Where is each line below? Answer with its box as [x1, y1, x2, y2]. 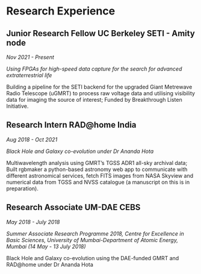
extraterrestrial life [6, 72, 52, 79]
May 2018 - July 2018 [6, 218, 60, 225]
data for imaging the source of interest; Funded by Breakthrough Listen [6, 96, 182, 103]
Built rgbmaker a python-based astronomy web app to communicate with [6, 166, 188, 173]
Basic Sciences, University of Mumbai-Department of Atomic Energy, [6, 236, 179, 243]
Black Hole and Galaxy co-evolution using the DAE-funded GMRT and [6, 254, 179, 261]
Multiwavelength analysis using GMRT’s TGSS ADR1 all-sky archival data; [6, 159, 188, 166]
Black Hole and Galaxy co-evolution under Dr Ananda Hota [6, 148, 154, 155]
